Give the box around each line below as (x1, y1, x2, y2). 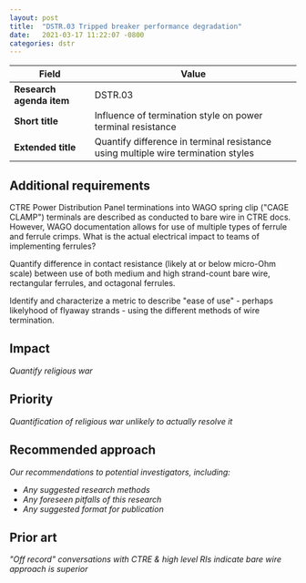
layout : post (9, 13, 59, 23)
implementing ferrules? (9, 240, 97, 251)
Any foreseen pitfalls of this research (22, 494, 162, 505)
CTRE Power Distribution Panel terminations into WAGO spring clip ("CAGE (9, 202, 290, 213)
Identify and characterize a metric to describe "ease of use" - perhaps (9, 295, 273, 306)
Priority (9, 392, 53, 407)
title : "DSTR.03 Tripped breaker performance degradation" (9, 22, 243, 31)
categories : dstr (9, 38, 76, 48)
